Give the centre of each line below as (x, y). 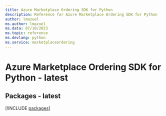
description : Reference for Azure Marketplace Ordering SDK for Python (81, 14)
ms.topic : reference (27, 33)
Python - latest (37, 77)
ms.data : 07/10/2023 (27, 28)
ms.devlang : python (25, 38)
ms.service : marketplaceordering (40, 42)
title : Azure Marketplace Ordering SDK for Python (59, 10)
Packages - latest (33, 96)
